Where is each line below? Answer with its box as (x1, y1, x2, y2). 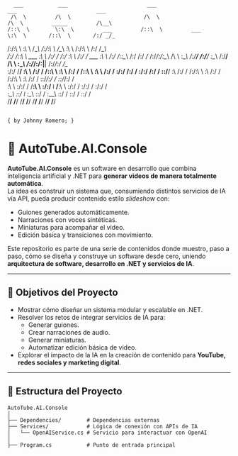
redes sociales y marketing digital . (17, 358, 122, 367)
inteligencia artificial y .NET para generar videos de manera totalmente (7, 172, 217, 180)
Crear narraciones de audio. (28, 328, 110, 336)
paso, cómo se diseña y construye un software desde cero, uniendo (7, 252, 206, 260)
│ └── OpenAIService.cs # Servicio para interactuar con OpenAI (7, 429, 208, 436)
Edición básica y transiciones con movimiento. (17, 230, 154, 239)
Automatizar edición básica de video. (28, 343, 137, 352)
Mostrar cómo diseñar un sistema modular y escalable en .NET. (17, 305, 203, 313)
